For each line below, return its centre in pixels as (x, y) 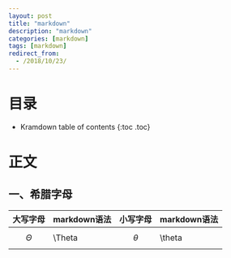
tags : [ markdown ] (38, 46)
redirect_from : (34, 54)
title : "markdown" (39, 24)
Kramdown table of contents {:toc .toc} (85, 127)
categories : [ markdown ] (49, 39)
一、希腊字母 (41, 194)
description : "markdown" (50, 31)
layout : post (30, 16)
